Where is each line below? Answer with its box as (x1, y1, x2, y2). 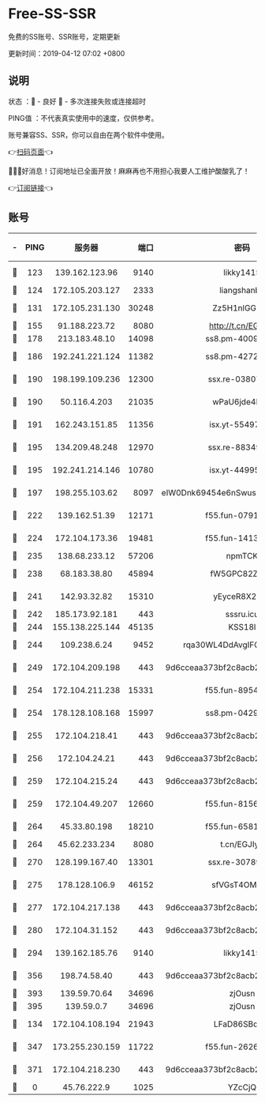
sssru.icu (225, 608, 259, 619)
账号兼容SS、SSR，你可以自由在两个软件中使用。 (8, 130, 169, 139)
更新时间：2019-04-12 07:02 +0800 (8, 48, 125, 58)
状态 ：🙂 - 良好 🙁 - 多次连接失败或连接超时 (8, 96, 146, 106)
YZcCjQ (227, 1082, 257, 1093)
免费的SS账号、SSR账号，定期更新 (8, 32, 121, 41)
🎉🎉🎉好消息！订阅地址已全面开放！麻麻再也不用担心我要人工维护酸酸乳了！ (8, 166, 250, 175)
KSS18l (228, 621, 256, 632)
